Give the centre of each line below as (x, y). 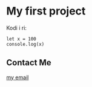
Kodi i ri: (17, 28)
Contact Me (29, 63)
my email (18, 77)
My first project (46, 11)
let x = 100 (21, 39)
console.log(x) (25, 44)
